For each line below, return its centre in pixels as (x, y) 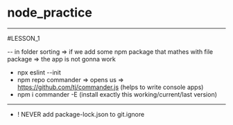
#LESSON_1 (24, 38)
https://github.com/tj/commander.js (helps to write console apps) (110, 87)
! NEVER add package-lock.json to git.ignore (81, 114)
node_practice (50, 13)
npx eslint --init (39, 72)
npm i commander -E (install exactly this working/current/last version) (117, 94)
